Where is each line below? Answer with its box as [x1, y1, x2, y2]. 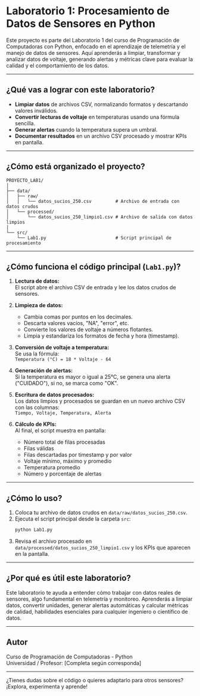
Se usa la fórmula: [14, 350, 60, 357]
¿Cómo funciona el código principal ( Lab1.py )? [6, 261, 182, 272]
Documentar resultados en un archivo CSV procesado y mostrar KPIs [14, 132, 187, 140]
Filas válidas [23, 445, 55, 452]
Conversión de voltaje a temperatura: [14, 344, 110, 351]
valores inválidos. [14, 107, 58, 114]
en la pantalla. [14, 550, 49, 558]
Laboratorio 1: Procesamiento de [6, 4, 170, 18]
